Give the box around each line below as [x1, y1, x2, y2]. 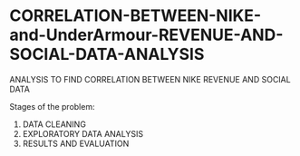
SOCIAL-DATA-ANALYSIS [9, 44, 205, 64]
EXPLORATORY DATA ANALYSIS [22, 128, 143, 139]
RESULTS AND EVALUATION [22, 138, 130, 149]
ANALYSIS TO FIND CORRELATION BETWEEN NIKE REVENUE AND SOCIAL [9, 73, 292, 84]
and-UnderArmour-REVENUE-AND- [9, 24, 284, 45]
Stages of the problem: [9, 101, 95, 112]
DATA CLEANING [22, 119, 86, 130]
